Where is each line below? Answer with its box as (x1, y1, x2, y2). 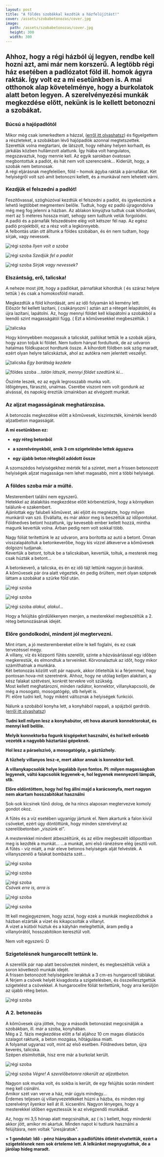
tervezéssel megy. (5, 647, 42, 653)
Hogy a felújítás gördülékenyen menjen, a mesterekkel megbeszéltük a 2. (5, 613, 153, 619)
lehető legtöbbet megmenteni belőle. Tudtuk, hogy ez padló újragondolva (5, 202, 153, 208)
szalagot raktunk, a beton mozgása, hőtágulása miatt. (5, 1036, 113, 1042)
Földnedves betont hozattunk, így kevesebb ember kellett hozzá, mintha (5, 520, 150, 526)
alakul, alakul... (32, 603, 63, 609)
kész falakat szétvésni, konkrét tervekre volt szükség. (5, 678, 114, 684)
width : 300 (10, 35, 32, 40)
